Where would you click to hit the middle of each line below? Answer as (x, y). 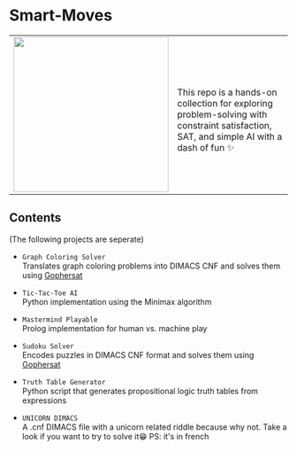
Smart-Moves (61, 16)
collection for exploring (225, 103)
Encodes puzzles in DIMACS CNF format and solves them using (138, 354)
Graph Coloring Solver (64, 257)
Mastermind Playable (60, 320)
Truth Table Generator (64, 382)
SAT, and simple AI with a (230, 136)
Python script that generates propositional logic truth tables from (140, 391)
